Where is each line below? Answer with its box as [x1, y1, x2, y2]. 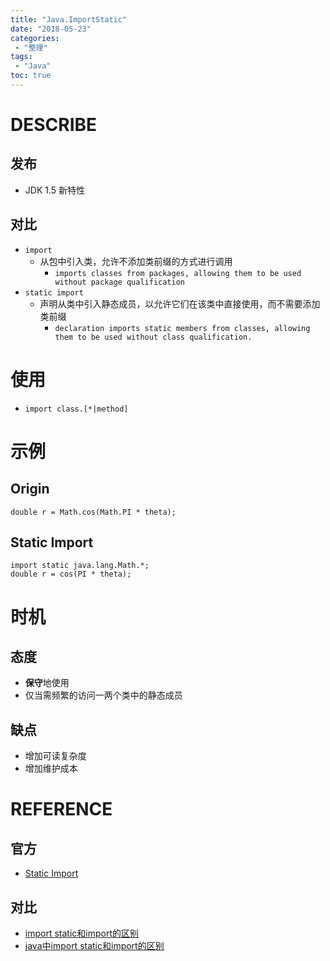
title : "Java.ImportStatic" [10, 14, 128, 25]
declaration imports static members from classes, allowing [54, 323, 311, 333]
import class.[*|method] [24, 404, 129, 414]
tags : [10, 52, 33, 62]
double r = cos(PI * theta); [10, 569, 132, 580]
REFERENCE [10, 798, 113, 821]
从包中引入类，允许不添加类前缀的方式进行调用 [39, 255, 233, 267]
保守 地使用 [24, 677, 70, 689]
